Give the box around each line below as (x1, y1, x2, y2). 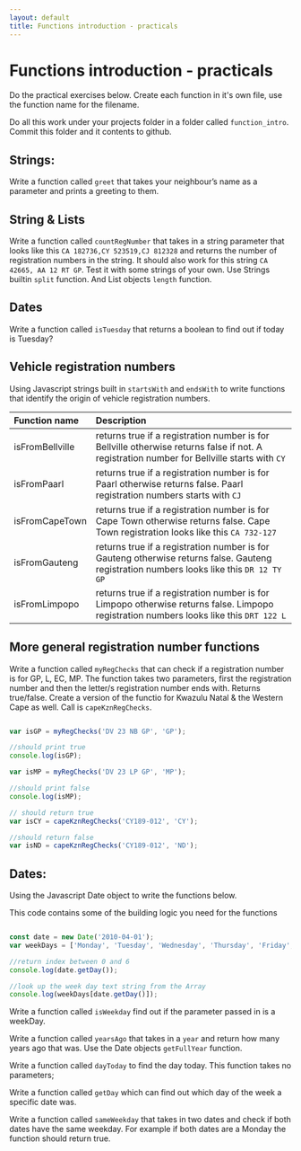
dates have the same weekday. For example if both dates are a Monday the (9, 1124, 287, 1135)
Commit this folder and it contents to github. (9, 127, 172, 137)
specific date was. (9, 1097, 77, 1108)
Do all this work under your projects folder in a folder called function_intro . (9, 117, 289, 128)
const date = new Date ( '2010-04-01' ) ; (9, 933, 154, 942)
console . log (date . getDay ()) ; (9, 965, 118, 975)
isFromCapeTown (13, 514, 88, 527)
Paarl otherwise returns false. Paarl (95, 477, 244, 490)
